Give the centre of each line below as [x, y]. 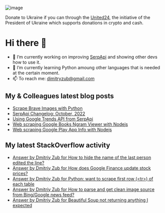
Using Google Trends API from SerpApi [53, 119]
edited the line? [28, 162]
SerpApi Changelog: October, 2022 [49, 113]
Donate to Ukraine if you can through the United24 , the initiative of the [78, 17]
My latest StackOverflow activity [58, 145]
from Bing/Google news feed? [43, 194]
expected [22, 205]
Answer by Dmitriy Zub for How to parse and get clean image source [83, 189]
